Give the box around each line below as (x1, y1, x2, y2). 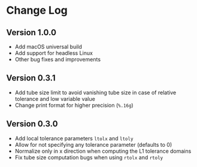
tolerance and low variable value (14, 95, 96, 102)
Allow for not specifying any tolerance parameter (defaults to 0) (14, 141, 172, 148)
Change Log (6, 4, 68, 17)
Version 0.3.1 (6, 73, 56, 83)
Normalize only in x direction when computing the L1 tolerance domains (14, 147, 192, 154)
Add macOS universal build (14, 43, 83, 50)
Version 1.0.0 (6, 27, 57, 38)
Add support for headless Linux (14, 50, 93, 57)
